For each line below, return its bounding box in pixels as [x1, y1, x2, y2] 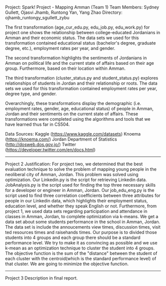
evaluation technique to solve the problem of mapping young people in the [5, 166, 157, 172]
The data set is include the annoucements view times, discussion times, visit [5, 224, 161, 230]
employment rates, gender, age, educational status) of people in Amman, [5, 106, 154, 111]
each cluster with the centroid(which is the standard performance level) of [5, 256, 157, 261]
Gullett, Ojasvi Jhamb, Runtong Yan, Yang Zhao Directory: [5, 9, 123, 15]
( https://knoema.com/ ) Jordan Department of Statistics [5, 136, 117, 142]
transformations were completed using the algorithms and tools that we [5, 116, 151, 122]
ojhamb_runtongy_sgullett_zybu [5, 15, 70, 20]
